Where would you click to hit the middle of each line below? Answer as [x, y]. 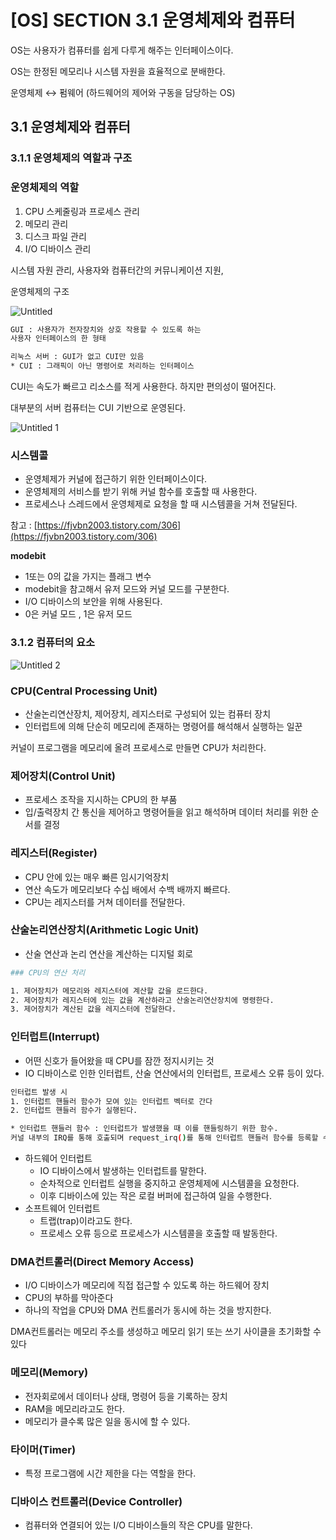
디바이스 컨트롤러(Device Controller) [96, 1501]
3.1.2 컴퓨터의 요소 [53, 643]
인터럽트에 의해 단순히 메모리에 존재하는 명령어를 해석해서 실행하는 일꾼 [163, 726]
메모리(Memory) [49, 1373]
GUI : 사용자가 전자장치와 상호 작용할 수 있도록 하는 [106, 329]
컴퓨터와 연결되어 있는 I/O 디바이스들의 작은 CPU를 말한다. [138, 1525]
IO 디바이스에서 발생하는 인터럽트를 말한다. [123, 1170]
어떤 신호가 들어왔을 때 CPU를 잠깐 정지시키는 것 [119, 1060]
